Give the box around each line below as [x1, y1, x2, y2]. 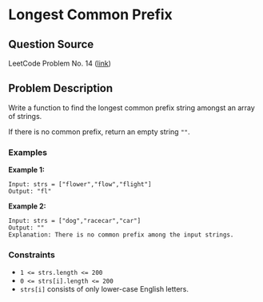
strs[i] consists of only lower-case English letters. [19, 284, 189, 294]
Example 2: [8, 201, 46, 211]
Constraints [8, 249, 56, 260]
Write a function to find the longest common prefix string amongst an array [8, 102, 256, 113]
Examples [8, 146, 48, 157]
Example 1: [8, 165, 46, 175]
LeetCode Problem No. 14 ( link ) [8, 58, 112, 68]
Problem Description [8, 81, 114, 95]
